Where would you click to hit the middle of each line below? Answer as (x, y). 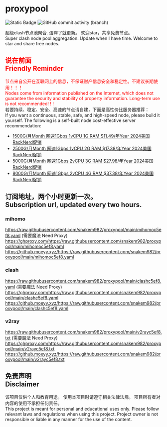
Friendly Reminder (34, 68)
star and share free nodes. (32, 43)
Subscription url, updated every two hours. (74, 205)
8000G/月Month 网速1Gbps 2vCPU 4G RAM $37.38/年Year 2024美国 (83, 173)
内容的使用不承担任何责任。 (34, 403)
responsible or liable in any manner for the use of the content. (69, 419)
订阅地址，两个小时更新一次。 (51, 197)
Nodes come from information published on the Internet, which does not (79, 93)
